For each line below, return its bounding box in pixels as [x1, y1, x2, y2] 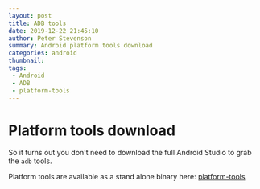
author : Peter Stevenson [8, 34, 92, 43]
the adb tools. [8, 156, 52, 166]
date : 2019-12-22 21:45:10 [8, 27, 99, 35]
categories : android [8, 49, 78, 57]
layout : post [8, 11, 52, 20]
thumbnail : [8, 57, 45, 65]
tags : [8, 64, 27, 72]
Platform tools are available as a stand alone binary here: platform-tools [8, 172, 246, 182]
